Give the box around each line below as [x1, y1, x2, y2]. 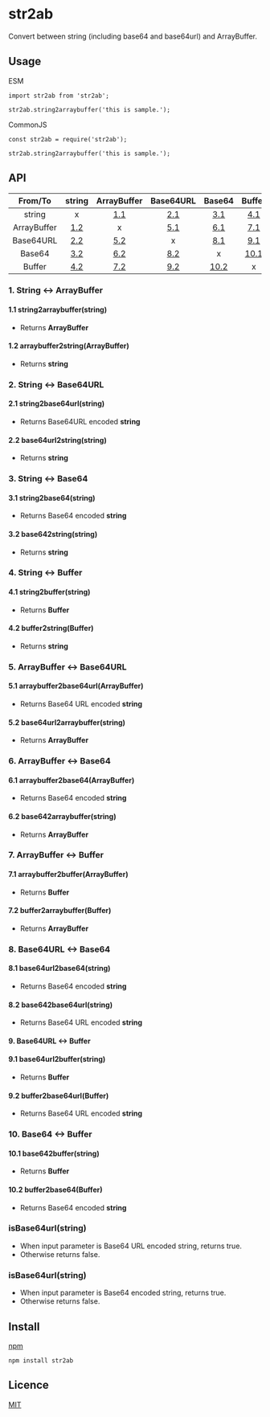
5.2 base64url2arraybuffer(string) [8, 717, 126, 727]
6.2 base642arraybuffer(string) [8, 811, 117, 821]
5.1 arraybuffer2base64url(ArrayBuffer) [8, 681, 144, 691]
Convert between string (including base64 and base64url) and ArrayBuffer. [8, 31, 258, 41]
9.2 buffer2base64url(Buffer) [8, 1091, 109, 1100]
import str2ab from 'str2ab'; [8, 92, 110, 100]
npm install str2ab [8, 1356, 74, 1365]
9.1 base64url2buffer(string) [8, 1055, 106, 1064]
